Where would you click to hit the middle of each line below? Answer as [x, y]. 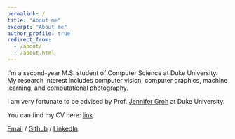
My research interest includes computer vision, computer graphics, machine [117, 80]
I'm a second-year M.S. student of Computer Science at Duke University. [113, 73]
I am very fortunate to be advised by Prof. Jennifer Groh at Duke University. [116, 101]
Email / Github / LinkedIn [43, 128]
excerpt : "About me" [38, 27]
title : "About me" [34, 20]
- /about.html [34, 53]
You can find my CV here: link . [51, 115]
